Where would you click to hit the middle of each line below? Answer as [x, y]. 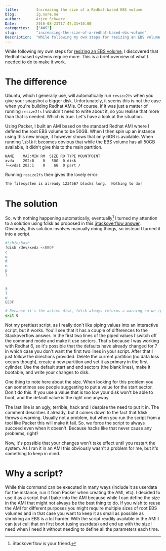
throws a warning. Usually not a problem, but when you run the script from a [83, 418]
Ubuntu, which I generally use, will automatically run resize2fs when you [79, 95]
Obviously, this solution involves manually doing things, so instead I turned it [83, 228]
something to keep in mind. [33, 454]
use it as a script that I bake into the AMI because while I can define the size [83, 498]
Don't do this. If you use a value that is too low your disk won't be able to [79, 392]
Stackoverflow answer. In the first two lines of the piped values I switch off [81, 336]
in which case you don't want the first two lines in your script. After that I [79, 351]
